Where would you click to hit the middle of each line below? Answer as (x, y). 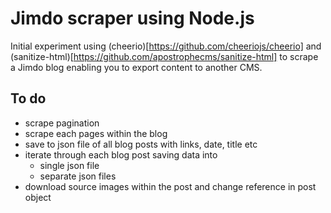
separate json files (78, 176)
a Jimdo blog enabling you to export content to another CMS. (136, 67)
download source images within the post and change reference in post (170, 186)
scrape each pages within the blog (96, 133)
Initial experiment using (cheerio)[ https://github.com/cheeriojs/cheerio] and (166, 46)
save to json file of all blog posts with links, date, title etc (141, 144)
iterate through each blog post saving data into (121, 154)
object (38, 197)
